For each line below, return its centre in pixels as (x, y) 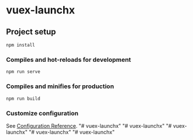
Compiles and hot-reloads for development (69, 60)
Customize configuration (42, 113)
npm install (20, 45)
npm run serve (23, 72)
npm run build (23, 99)
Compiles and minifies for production (60, 86)
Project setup (31, 32)
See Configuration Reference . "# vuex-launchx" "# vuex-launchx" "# (89, 125)
